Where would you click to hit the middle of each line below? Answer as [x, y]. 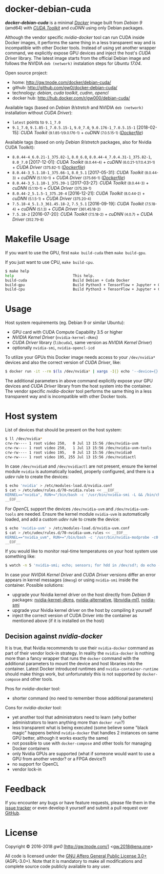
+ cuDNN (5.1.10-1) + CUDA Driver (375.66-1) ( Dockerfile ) [71, 177]
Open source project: [26, 73]
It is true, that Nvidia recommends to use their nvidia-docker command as [79, 648]
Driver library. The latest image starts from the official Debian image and [78, 58]
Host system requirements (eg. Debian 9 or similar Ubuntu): [65, 323]
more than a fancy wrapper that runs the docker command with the [72, 658]
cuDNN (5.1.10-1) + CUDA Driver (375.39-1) [52, 188]
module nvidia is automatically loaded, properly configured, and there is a [80, 472]
